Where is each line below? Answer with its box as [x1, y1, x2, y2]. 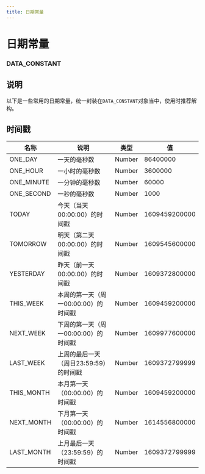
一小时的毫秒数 [57, 167, 101, 176]
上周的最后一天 [57, 350, 101, 359]
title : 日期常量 [6, 9, 44, 15]
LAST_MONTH [9, 448, 51, 456]
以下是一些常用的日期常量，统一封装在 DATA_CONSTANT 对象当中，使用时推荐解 [6, 97, 197, 104]
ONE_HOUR [9, 167, 44, 175]
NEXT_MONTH [9, 418, 52, 427]
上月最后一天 [57, 439, 95, 448]
